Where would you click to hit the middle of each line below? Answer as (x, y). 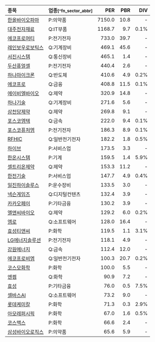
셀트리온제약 (21, 167)
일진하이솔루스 (23, 185)
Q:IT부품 (58, 29)
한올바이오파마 (23, 20)
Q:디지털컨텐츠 (64, 194)
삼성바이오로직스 (26, 332)
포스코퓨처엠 (21, 130)
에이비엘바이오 (23, 93)
